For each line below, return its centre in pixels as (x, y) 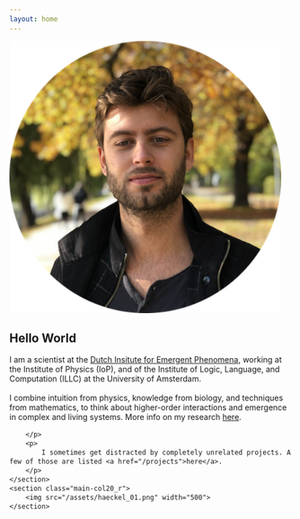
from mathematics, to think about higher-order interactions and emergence (148, 407)
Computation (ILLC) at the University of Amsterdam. (106, 379)
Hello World (43, 339)
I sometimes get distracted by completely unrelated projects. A (167, 453)
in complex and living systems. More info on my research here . (126, 417)
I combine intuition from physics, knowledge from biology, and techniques (146, 398)
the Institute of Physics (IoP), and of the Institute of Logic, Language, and (145, 370)
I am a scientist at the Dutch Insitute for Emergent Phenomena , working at (146, 360)
